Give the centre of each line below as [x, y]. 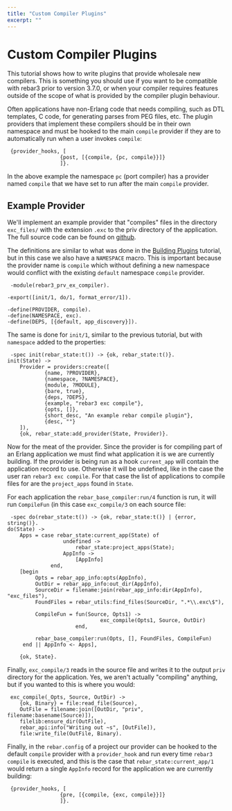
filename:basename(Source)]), [51, 716]
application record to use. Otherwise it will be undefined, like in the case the [115, 469]
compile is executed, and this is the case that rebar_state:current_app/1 [111, 762]
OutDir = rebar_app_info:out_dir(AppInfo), [99, 584]
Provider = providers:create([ [65, 367]
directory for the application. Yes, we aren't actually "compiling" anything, [113, 677]
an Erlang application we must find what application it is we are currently [111, 454]
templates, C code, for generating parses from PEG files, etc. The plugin [110, 117]
